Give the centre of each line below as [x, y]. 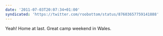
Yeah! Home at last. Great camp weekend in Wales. [58, 28]
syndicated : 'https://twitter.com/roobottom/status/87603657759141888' [82, 14]
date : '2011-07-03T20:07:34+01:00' [43, 10]
